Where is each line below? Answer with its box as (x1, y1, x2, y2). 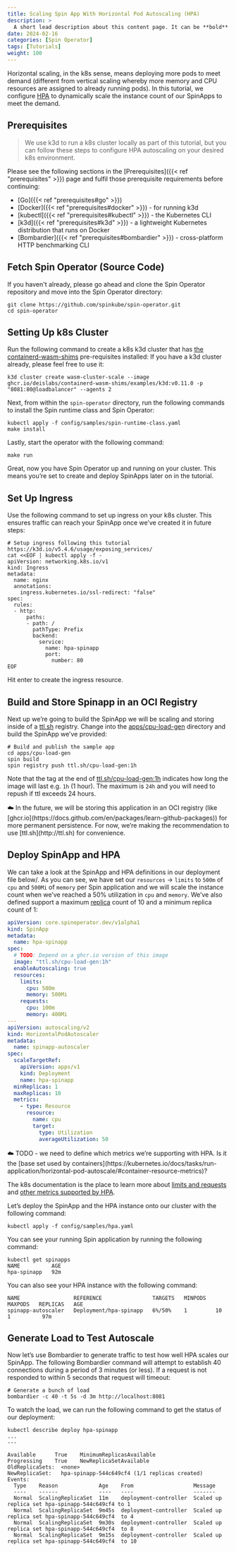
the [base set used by (7, 1159, 70, 1167)
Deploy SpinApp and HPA (7, 849, 121, 861)
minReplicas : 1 (13, 1083, 58, 1090)
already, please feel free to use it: (7, 360, 104, 369)
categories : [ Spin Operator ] (7, 37, 93, 44)
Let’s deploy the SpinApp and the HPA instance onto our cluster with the (7, 1201, 217, 1210)
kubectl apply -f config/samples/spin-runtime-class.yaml (7, 419, 181, 427)
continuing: (7, 181, 40, 191)
